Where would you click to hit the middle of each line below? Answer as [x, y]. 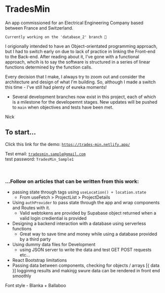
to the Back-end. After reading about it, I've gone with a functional [72, 56]
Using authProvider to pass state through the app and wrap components [86, 203]
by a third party [35, 239]
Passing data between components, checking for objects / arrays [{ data [86, 265]
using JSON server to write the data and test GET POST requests [85, 250]
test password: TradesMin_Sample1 [39, 159]
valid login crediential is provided [53, 219]
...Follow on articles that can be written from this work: [72, 181]
